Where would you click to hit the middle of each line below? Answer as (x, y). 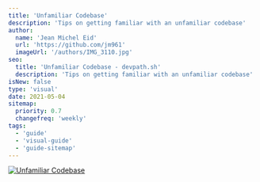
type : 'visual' (33, 89)
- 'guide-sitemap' (46, 148)
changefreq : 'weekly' (51, 119)
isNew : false (30, 82)
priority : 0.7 (38, 112)
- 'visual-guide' (44, 140)
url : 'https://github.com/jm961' (71, 45)
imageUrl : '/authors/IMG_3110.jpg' (74, 52)
